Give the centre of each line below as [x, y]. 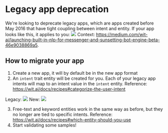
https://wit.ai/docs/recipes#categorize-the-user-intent [69, 89]
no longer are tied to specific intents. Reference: [62, 114]
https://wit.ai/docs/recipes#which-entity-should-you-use [72, 119]
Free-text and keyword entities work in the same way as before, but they [88, 109]
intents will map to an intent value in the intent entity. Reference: [80, 83]
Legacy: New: [23, 99]
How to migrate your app [45, 61]
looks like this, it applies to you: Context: [50, 34]
